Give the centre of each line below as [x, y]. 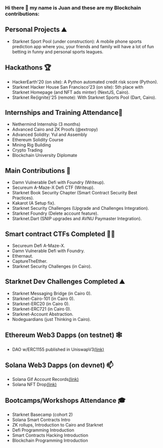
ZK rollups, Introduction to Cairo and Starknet [57, 425]
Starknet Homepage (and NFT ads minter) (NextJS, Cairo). [71, 92]
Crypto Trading [27, 150]
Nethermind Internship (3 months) [46, 124]
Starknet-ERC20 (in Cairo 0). [41, 303]
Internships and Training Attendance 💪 [64, 112]
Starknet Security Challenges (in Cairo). [52, 266]
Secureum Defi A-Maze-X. [39, 245]
